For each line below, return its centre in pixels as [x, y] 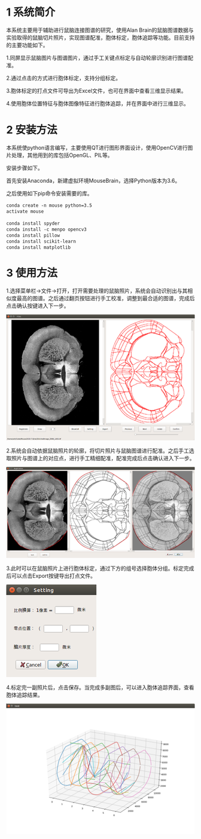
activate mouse [25, 211]
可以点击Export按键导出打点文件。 [54, 576]
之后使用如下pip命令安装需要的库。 [49, 193]
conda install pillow [33, 235]
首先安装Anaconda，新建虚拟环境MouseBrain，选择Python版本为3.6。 [93, 180]
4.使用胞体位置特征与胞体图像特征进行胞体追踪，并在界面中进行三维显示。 [98, 103]
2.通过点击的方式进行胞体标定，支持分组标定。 [64, 78]
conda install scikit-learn [41, 241]
